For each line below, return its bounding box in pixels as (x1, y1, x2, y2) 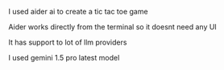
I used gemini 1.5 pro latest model (8, 53, 120, 62)
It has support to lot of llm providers (8, 37, 127, 47)
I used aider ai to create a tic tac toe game (8, 7, 148, 16)
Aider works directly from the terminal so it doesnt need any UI (8, 22, 218, 31)
